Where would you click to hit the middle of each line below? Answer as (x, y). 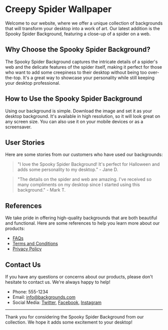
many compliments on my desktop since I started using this (78, 185)
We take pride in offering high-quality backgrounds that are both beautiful (81, 218)
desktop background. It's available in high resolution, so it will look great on (83, 116)
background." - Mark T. (41, 190)
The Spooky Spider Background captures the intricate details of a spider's (81, 62)
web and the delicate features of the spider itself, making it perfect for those (84, 67)
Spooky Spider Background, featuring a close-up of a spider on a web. (78, 34)
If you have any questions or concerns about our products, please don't (79, 277)
